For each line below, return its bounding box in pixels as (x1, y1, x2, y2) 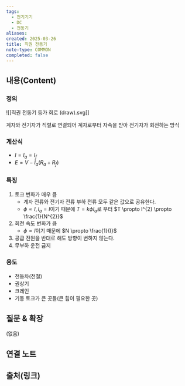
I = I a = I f (14, 151, 37, 160)
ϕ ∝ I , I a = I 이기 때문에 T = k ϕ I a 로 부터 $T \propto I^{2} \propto (23, 205, 172, 214)
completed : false (6, 52, 49, 58)
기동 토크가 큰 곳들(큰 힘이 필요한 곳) (14, 294, 98, 301)
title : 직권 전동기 (6, 42, 47, 48)
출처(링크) (6, 371, 41, 381)
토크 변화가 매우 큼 (14, 190, 57, 197)
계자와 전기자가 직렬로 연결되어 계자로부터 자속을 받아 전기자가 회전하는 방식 (6, 122, 180, 129)
